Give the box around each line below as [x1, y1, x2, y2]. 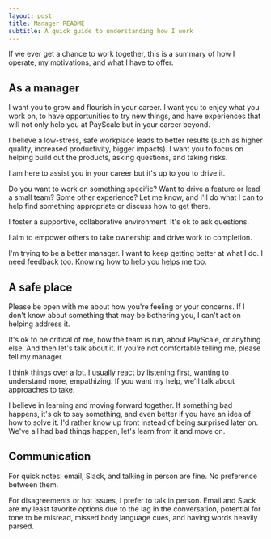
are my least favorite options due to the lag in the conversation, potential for [8, 503, 261, 514]
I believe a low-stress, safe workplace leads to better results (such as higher [8, 135, 263, 146]
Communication [8, 450, 91, 464]
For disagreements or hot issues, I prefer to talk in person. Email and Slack [8, 495, 256, 505]
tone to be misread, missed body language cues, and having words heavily [8, 512, 258, 522]
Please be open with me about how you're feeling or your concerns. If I [8, 302, 245, 312]
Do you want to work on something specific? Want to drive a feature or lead [8, 184, 260, 194]
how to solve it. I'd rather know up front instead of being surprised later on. [8, 418, 259, 427]
